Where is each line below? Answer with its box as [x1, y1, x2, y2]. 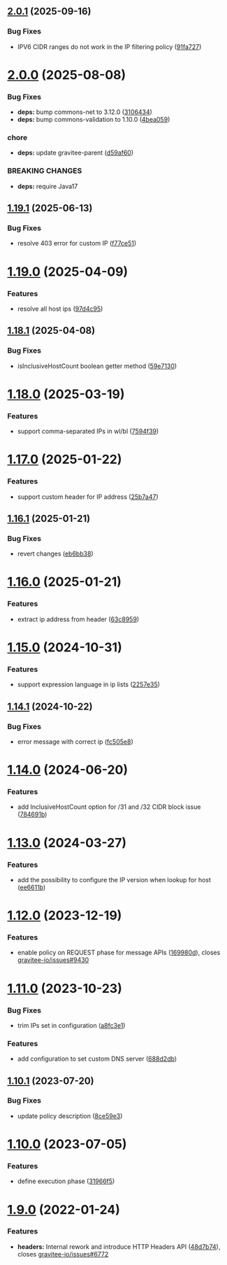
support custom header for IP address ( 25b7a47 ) [17, 493, 159, 501]
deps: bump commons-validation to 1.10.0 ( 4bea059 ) [17, 115, 170, 124]
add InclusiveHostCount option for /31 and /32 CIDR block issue [17, 803, 201, 811]
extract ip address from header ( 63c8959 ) [17, 615, 140, 623]
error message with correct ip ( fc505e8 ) [17, 737, 134, 746]
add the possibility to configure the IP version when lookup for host [17, 875, 212, 884]
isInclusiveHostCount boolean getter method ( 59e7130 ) [17, 362, 177, 370]
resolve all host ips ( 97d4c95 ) [17, 304, 103, 313]
